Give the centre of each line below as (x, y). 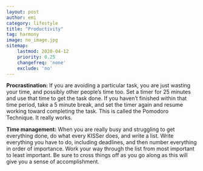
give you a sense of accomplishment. (53, 162)
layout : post (23, 12)
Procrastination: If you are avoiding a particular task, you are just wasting (98, 85)
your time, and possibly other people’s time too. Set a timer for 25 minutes (98, 92)
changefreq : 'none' (42, 62)
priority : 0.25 (36, 57)
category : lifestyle (32, 23)
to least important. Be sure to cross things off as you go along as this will (97, 155)
